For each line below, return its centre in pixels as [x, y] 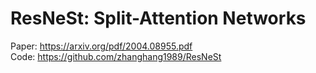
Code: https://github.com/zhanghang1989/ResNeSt [116, 56]
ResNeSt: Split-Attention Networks [158, 18]
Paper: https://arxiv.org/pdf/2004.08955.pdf [101, 46]
